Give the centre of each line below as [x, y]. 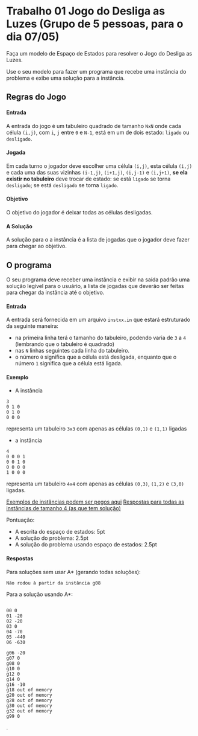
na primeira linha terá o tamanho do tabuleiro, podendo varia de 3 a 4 [101, 338]
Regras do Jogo [36, 97]
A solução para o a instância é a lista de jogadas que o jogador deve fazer [98, 240]
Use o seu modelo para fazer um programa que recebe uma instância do [96, 71]
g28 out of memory [29, 700]
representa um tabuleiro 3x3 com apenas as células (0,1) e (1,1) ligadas [97, 429]
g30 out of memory [29, 706]
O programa [29, 265]
